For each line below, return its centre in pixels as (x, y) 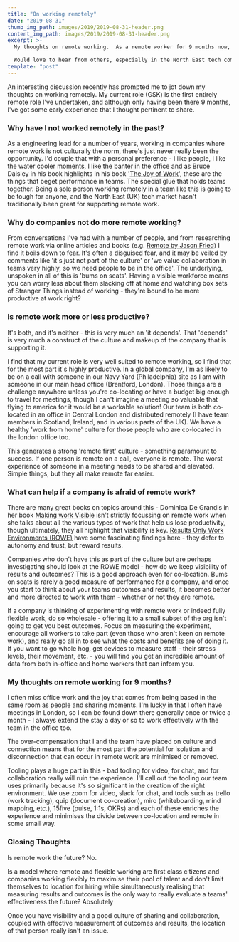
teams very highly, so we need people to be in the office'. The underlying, (115, 268)
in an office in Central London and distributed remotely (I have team (130, 414)
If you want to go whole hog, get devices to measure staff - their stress (111, 648)
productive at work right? (44, 298)
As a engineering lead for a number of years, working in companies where (116, 144)
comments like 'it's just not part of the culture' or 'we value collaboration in (117, 261)
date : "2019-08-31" (36, 21)
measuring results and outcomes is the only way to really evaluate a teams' (117, 894)
